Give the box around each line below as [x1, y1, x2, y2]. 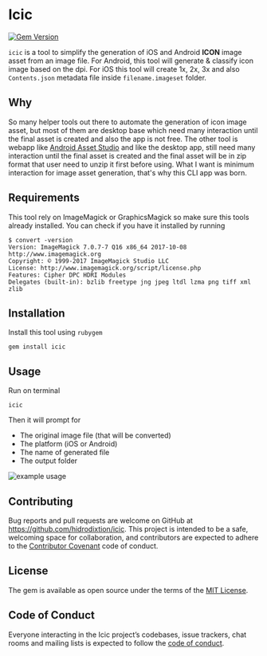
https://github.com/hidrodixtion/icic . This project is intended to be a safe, [8, 524, 249, 533]
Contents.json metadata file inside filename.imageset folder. [8, 73, 207, 82]
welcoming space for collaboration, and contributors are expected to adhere [8, 532, 259, 542]
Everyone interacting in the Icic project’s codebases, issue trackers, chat [8, 630, 247, 639]
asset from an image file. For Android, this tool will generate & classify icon [8, 56, 253, 65]
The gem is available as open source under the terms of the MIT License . [8, 585, 249, 595]
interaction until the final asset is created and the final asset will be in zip [8, 151, 247, 160]
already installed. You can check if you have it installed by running [8, 221, 226, 230]
